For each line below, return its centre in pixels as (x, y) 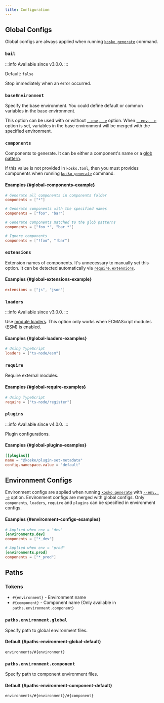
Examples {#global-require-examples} (46, 387)
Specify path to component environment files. (52, 674)
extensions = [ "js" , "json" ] (35, 290)
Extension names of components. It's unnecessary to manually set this (77, 262)
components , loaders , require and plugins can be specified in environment (80, 502)
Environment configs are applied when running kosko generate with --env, (81, 492)
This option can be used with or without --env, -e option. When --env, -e (81, 121)
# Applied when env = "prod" (35, 548)
